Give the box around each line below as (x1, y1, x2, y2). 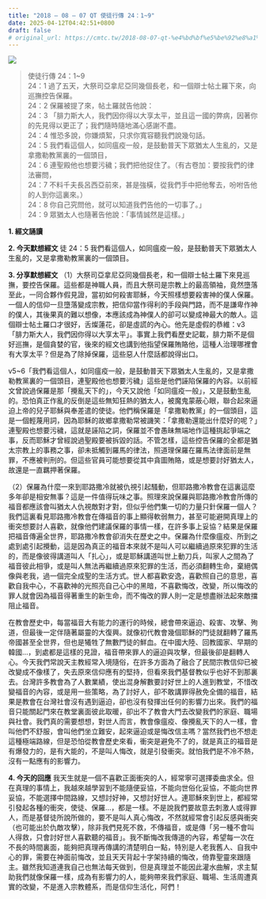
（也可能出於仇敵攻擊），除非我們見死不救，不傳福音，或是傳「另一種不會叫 (8, 823, 255, 832)
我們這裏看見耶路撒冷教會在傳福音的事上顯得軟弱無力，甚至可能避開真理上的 (8, 512, 258, 521)
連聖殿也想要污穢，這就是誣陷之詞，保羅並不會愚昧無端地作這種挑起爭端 (8, 425, 244, 436)
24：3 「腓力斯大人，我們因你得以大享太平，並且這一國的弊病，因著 (27, 111, 251, 120)
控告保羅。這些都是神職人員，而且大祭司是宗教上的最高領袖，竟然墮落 (28, 280, 258, 290)
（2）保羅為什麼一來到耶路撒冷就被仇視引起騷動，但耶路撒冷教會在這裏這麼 (8, 482, 256, 492)
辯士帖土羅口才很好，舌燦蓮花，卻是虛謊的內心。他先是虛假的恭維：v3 (14, 320, 245, 330)
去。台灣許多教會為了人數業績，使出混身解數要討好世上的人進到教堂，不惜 (8, 677, 251, 687)
